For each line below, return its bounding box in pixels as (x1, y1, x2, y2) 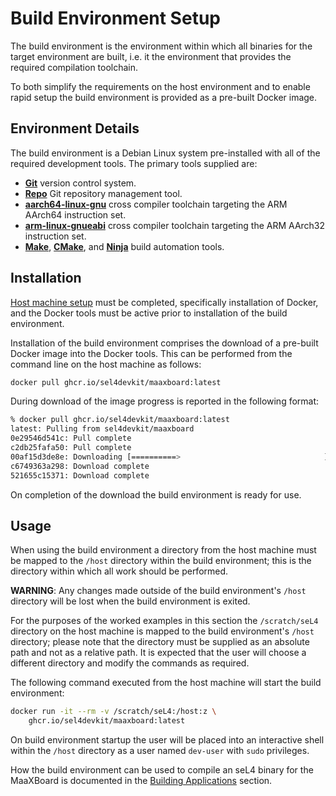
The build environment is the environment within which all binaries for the (10, 40, 313, 52)
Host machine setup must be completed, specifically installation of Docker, (10, 296, 319, 308)
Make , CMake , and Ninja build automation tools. (24, 240, 225, 252)
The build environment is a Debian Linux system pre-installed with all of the (10, 147, 321, 159)
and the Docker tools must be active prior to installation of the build (10, 307, 288, 319)
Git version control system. (24, 177, 137, 189)
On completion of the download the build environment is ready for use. (10, 488, 302, 501)
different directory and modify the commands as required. (10, 657, 250, 669)
